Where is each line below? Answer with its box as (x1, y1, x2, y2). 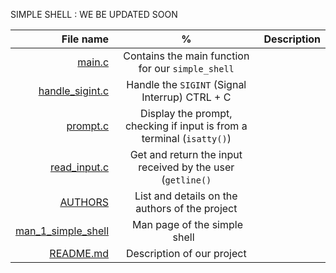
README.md (49, 247, 110, 260)
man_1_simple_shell (15, 224, 110, 238)
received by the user (138, 160, 235, 174)
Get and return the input (129, 148, 243, 161)
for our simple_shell (138, 62, 235, 75)
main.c (77, 55, 110, 69)
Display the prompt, (140, 107, 233, 120)
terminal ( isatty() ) (141, 132, 232, 145)
